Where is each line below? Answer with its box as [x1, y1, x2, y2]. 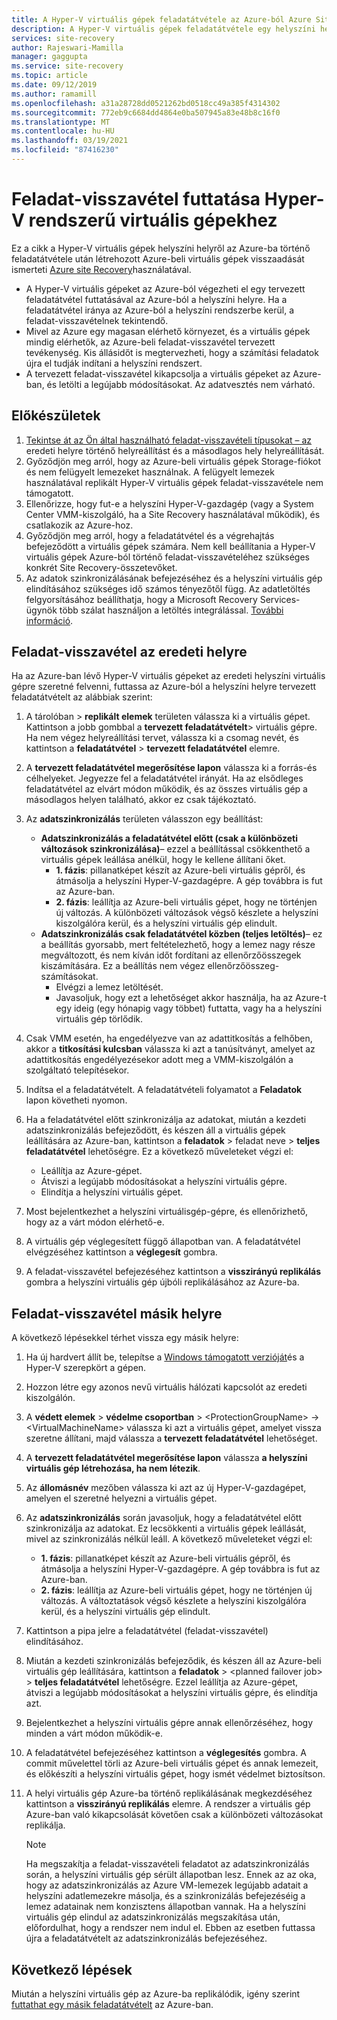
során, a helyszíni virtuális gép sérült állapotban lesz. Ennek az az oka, [25, 1869, 317, 1881]
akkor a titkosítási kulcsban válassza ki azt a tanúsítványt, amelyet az [25, 1043, 316, 1055]
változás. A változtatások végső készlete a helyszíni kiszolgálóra [40, 1595, 307, 1607]
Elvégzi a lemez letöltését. [55, 981, 164, 993]
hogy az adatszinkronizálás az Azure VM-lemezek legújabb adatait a [25, 1879, 309, 1891]
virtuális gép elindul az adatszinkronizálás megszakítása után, [25, 1911, 281, 1923]
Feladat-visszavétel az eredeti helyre [11, 644, 248, 661]
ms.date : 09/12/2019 [11, 80, 98, 90]
